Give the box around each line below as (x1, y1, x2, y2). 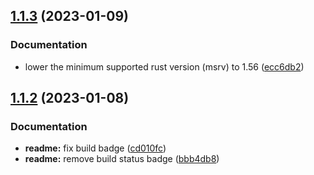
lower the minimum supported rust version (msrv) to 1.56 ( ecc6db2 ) (24, 60, 305, 73)
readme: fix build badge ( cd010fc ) (24, 142, 167, 154)
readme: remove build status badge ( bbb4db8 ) (24, 153, 220, 165)
